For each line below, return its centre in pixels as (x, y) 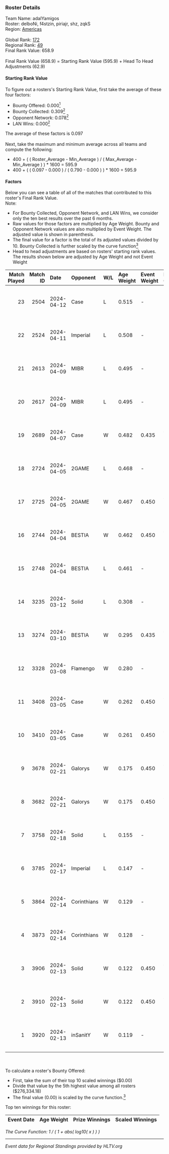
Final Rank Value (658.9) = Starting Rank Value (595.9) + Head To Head (79, 61)
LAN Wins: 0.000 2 (31, 123)
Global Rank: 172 (23, 40)
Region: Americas (23, 29)
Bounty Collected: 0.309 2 (39, 111)
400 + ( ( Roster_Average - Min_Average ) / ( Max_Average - (75, 159)
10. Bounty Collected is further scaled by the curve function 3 (75, 245)
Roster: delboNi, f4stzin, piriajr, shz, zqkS (48, 24)
